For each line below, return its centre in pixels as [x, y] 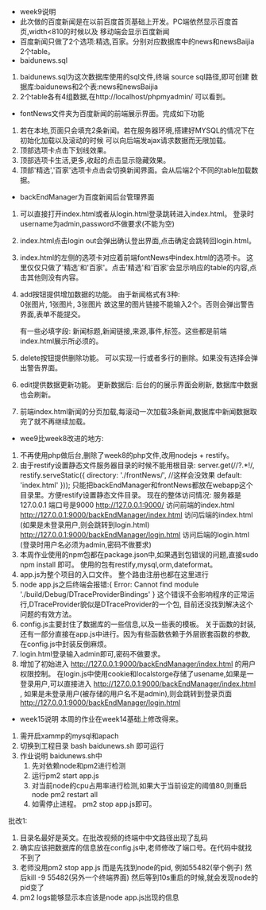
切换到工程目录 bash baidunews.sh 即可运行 [92, 746]
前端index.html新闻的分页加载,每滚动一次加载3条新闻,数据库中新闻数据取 [138, 411]
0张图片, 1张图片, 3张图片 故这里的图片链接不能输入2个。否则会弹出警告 [137, 304]
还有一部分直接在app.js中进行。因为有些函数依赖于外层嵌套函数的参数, [135, 634]
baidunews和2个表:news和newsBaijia [97, 87]
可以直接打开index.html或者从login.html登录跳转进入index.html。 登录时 [137, 214]
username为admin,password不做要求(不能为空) [97, 224]
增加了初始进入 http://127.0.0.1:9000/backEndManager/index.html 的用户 [138, 664]
